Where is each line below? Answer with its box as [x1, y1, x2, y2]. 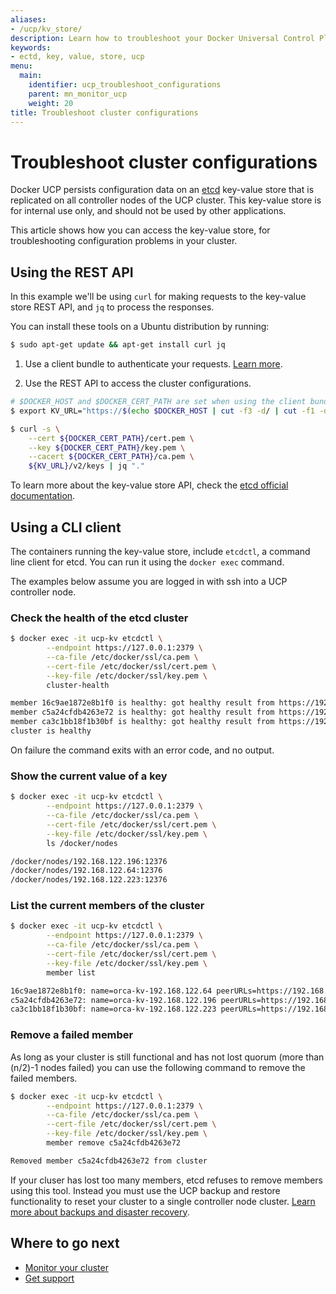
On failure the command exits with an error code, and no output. [10, 744, 275, 756]
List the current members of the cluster [10, 899, 205, 913]
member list [46, 967, 97, 978]
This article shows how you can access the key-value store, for [10, 224, 271, 236]
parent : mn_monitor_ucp [28, 89, 128, 99]
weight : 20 [28, 98, 74, 108]
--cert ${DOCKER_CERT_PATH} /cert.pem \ [28, 433, 195, 443]
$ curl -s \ [10, 424, 60, 434]
